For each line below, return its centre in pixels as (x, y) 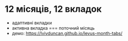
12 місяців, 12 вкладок (53, 9)
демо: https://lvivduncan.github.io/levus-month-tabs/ (67, 33)
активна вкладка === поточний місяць (53, 28)
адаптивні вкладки (32, 23)
